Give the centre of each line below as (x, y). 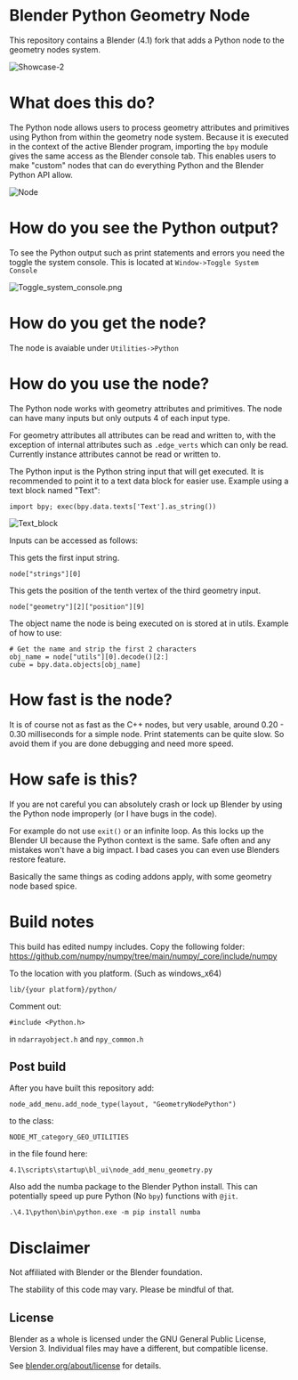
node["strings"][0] (45, 574)
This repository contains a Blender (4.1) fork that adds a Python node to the (147, 40)
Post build (38, 1066)
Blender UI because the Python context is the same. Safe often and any (140, 840)
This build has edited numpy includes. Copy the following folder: (127, 946)
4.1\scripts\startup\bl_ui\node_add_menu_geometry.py (111, 1170)
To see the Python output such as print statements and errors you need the (147, 252)
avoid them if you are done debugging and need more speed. (121, 743)
